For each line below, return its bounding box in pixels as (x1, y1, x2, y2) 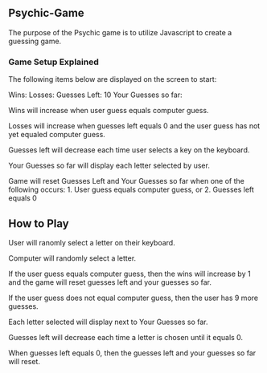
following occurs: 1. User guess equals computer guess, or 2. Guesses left (8, 184, 255, 195)
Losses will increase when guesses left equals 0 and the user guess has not (8, 121, 261, 131)
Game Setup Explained (8, 56, 99, 67)
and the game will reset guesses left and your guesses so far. (8, 277, 212, 287)
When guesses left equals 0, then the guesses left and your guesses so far (8, 348, 257, 358)
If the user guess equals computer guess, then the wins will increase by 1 (8, 269, 251, 278)
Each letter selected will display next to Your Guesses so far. (8, 317, 208, 326)
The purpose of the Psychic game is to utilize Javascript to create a (8, 27, 232, 37)
